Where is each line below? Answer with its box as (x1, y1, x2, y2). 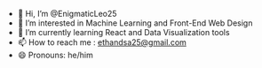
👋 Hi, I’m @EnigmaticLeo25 (17, 9, 117, 19)
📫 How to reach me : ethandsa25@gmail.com (17, 37, 187, 48)
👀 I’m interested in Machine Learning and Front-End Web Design (17, 18, 253, 28)
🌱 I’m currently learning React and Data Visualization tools (17, 27, 230, 37)
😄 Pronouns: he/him (17, 49, 93, 60)
